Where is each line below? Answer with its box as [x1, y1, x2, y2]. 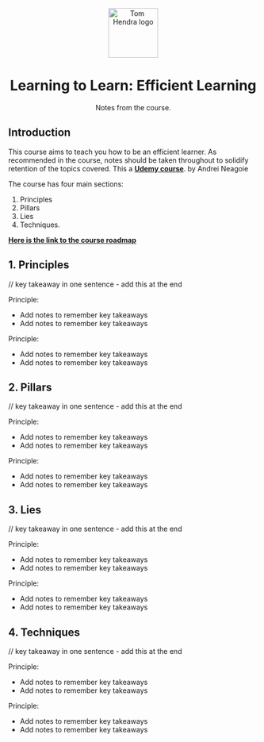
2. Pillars [8, 380, 52, 394]
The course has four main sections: [8, 179, 124, 189]
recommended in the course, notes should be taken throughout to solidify [8, 155, 249, 165]
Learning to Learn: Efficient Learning [10, 77, 257, 94]
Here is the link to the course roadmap [8, 235, 136, 244]
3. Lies [8, 503, 42, 517]
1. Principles [8, 258, 70, 272]
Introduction [8, 126, 71, 140]
